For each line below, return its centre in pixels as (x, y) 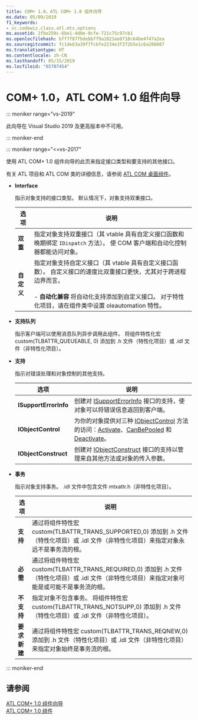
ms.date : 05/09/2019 (32, 17)
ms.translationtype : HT (35, 50)
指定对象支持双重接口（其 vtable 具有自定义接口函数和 (109, 235)
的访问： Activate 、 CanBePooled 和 (123, 430)
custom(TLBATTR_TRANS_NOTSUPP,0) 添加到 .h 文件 (106, 607)
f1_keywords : (22, 22)
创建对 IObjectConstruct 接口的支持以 (126, 450)
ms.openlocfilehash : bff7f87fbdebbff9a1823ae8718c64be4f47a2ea (85, 39)
